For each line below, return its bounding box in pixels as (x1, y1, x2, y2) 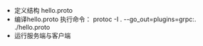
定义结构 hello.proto (14, 6, 73, 14)
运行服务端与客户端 (14, 31, 71, 40)
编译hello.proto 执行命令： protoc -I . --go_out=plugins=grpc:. (14, 15, 197, 23)
